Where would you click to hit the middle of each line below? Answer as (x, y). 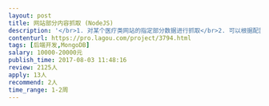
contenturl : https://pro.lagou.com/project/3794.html (100, 38)
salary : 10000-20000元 (45, 53)
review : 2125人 (33, 68)
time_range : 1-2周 (38, 90)
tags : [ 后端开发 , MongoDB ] (49, 45)
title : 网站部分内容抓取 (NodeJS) (61, 23)
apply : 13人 (28, 75)
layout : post (30, 16)
